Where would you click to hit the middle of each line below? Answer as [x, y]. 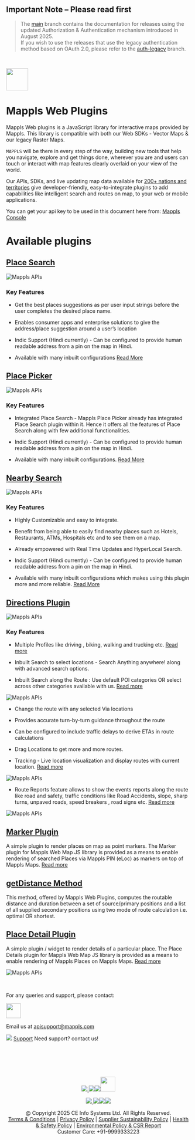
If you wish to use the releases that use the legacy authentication [99, 42]
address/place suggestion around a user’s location [76, 329]
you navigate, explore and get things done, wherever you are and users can [97, 157]
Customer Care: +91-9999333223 [98, 1131]
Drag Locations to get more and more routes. [69, 749]
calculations [29, 738]
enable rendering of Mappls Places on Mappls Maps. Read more [83, 961]
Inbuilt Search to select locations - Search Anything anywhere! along [97, 662]
